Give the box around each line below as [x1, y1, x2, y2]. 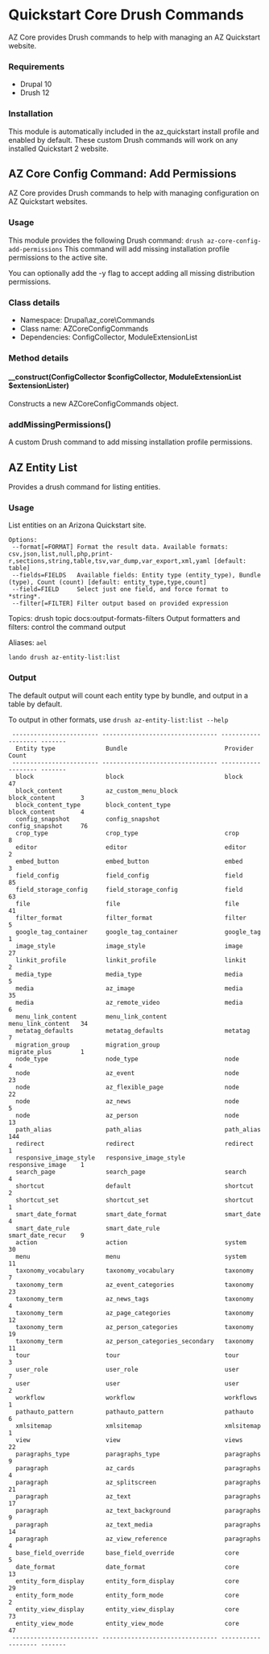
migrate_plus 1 [8, 1048, 85, 1056]
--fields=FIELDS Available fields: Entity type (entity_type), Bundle [11, 571, 262, 580]
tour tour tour [15, 1351, 240, 1360]
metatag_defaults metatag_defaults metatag [15, 1027, 250, 1035]
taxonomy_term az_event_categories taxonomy [15, 1281, 254, 1289]
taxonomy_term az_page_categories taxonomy [15, 1309, 254, 1317]
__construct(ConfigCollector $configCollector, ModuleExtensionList [8, 373, 242, 382]
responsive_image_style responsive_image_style [15, 1153, 185, 1162]
